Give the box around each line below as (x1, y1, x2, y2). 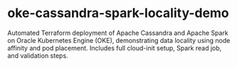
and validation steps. (7, 51, 69, 60)
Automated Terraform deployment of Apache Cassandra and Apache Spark (7, 29, 229, 37)
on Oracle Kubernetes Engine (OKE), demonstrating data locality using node (7, 36, 231, 44)
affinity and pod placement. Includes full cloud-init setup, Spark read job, (7, 43, 222, 52)
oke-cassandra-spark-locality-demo (7, 5, 229, 21)
